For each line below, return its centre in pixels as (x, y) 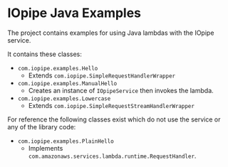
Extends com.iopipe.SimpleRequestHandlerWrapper (102, 75)
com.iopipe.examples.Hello (58, 68)
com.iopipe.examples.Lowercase (64, 98)
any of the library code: (42, 126)
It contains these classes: (45, 54)
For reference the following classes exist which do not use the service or (114, 119)
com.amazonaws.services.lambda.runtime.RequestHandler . (112, 156)
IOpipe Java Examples (74, 13)
